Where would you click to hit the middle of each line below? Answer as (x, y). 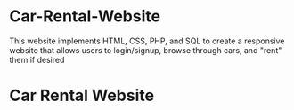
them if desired (37, 59)
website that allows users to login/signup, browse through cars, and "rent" (146, 50)
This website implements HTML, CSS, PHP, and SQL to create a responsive (147, 41)
